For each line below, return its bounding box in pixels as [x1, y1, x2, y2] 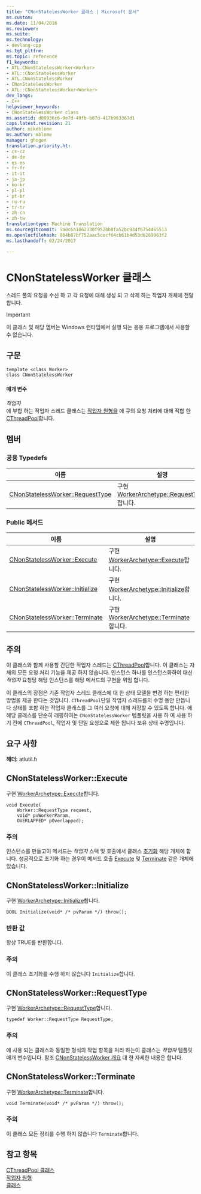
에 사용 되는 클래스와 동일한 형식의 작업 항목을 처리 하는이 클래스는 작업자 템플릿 [6, 1046, 193, 1053]
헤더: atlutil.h [6, 756, 38, 763]
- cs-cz [6, 148, 26, 154]
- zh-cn [6, 210, 26, 216]
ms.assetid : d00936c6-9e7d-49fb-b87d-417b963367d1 [6, 115, 135, 121]
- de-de [6, 154, 26, 160]
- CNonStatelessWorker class [6, 109, 79, 115]
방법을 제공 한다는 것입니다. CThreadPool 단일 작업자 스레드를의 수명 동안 [6, 697, 175, 704]
